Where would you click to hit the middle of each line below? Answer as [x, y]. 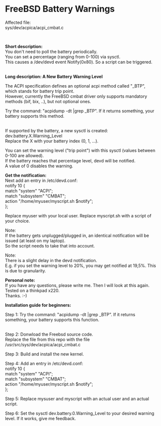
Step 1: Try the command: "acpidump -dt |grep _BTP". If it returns [70, 314]
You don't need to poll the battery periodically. [51, 52]
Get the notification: [26, 175]
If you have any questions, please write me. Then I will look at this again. [77, 285]
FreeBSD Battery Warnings [60, 9]
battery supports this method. [35, 116]
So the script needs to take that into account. [50, 246]
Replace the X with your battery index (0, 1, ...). [52, 141]
